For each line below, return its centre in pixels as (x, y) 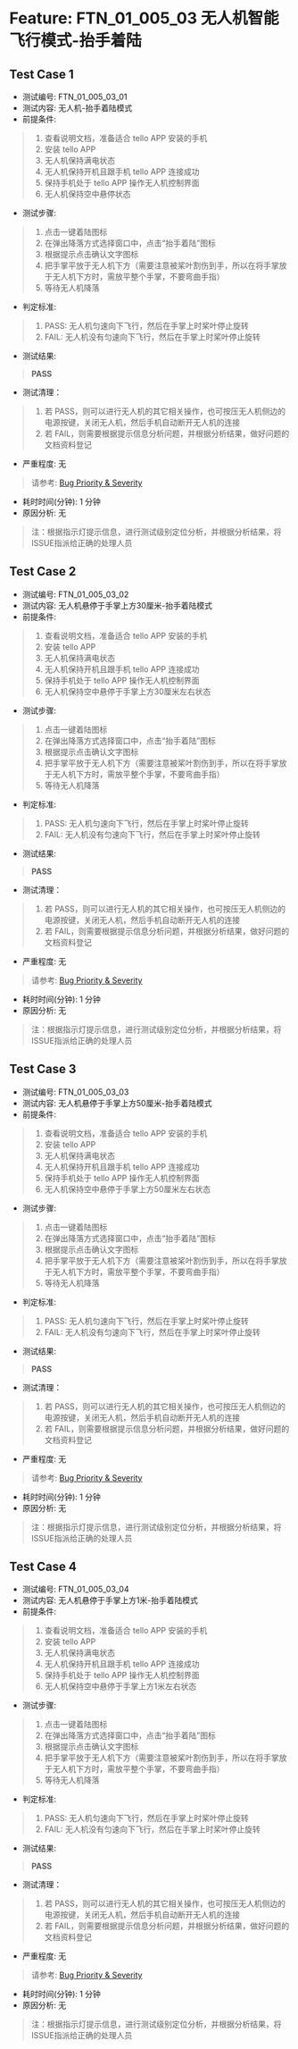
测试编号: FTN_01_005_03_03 (75, 1092)
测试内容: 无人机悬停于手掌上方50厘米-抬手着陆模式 (117, 1103)
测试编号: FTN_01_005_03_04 (75, 1589)
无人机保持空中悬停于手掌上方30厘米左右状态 (128, 691)
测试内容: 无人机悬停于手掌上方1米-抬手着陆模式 (110, 1600)
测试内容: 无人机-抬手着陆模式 (77, 108)
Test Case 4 (43, 1567)
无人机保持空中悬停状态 (87, 194)
